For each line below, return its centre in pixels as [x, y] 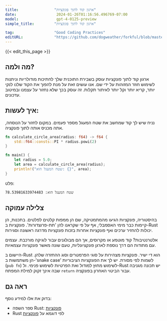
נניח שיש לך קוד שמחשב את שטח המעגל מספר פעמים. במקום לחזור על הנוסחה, [80, 122]
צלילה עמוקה [25, 208]
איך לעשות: [22, 111]
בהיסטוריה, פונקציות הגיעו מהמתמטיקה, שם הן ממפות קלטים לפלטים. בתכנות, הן [81, 220]
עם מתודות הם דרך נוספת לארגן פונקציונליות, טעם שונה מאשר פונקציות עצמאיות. [81, 245]
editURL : [14, 37]
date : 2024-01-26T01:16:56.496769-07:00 [66, 14]
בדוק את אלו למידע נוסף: [29, 299]
